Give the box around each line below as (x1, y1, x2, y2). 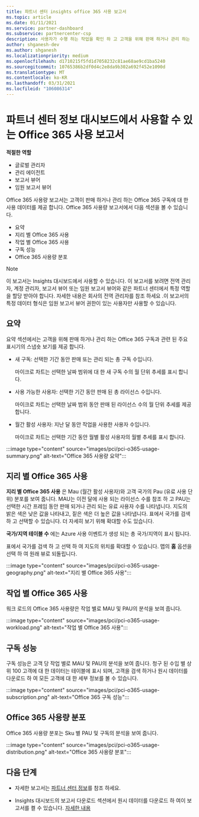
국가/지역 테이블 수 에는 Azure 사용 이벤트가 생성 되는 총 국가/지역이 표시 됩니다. (6, 530, 191, 537)
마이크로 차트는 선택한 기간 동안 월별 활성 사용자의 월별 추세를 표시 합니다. (14, 433, 185, 441)
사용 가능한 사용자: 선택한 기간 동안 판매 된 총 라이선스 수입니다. (14, 388, 162, 395)
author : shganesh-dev (6, 42, 60, 48)
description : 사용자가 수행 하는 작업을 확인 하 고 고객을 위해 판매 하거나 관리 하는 (6, 36, 191, 42)
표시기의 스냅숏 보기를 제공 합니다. (6, 343, 85, 350)
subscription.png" (6, 694, 50, 701)
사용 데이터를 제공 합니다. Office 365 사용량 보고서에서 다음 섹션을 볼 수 (6, 203, 172, 210)
